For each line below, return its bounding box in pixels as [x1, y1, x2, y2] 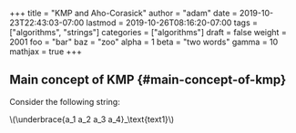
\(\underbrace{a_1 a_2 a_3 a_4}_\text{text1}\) [9, 113, 175, 125]
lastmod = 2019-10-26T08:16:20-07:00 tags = [86, 17, 258, 28]
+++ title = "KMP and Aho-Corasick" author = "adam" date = [9, 8, 239, 18]
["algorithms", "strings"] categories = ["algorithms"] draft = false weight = [9, 27, 287, 37]
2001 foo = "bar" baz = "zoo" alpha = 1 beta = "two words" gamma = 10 [9, 36, 279, 47]
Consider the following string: [9, 96, 120, 107]
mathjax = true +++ [9, 46, 83, 57]
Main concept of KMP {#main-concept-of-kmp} [9, 72, 287, 88]
